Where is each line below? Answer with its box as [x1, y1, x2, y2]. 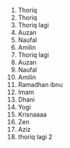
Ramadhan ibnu [17, 81, 63, 88]
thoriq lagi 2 [17, 133, 53, 141]
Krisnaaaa [17, 110, 47, 119]
